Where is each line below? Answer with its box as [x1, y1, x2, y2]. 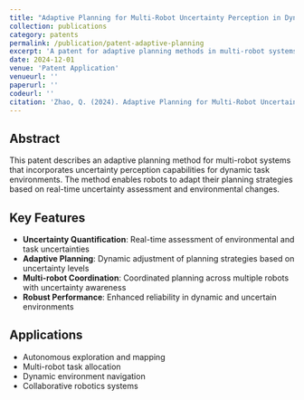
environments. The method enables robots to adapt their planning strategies [9, 174, 293, 186]
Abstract [9, 130, 61, 146]
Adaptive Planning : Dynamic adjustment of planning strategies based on [22, 253, 295, 263]
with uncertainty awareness [22, 282, 127, 292]
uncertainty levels [22, 263, 90, 273]
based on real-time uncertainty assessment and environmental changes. [9, 184, 280, 195]
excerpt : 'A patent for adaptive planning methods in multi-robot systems [9, 47, 298, 56]
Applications [9, 328, 83, 343]
